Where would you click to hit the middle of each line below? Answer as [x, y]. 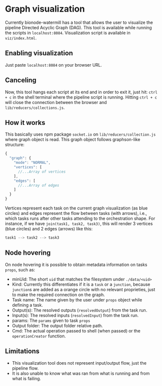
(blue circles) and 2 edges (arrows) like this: [49, 229]
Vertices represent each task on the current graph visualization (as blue [76, 208]
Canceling [21, 80]
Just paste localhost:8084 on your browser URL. [54, 65]
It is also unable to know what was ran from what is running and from [81, 373]
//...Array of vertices [42, 172]
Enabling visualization [39, 53]
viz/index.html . [21, 38]
